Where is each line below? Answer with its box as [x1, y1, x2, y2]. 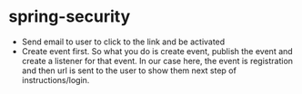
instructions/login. [21, 74, 90, 85]
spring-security [8, 6, 131, 27]
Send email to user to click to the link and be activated [21, 36, 226, 47]
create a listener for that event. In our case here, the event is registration [21, 55, 293, 66]
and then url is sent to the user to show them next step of [21, 65, 237, 76]
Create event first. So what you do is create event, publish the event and [21, 45, 293, 56]
